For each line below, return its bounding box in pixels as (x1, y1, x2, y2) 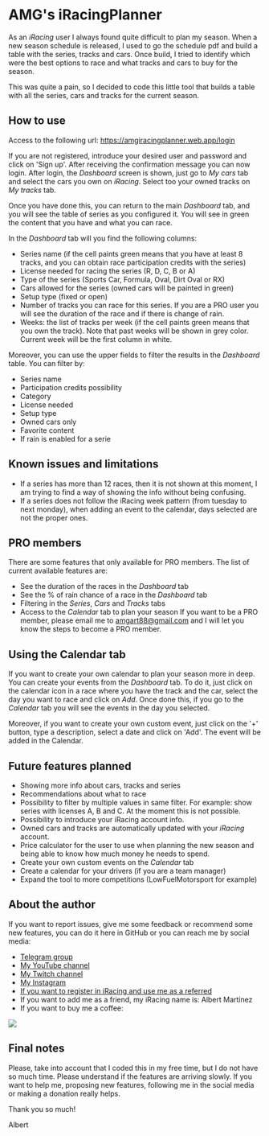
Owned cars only (19, 417, 77, 426)
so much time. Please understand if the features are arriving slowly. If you (8, 1072, 253, 1081)
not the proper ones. (19, 512, 88, 522)
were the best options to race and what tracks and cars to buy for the (8, 58, 238, 68)
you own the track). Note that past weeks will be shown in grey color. (19, 326, 249, 335)
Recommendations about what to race (19, 789, 147, 798)
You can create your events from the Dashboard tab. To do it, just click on (8, 677, 253, 687)
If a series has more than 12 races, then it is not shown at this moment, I (19, 479, 258, 488)
